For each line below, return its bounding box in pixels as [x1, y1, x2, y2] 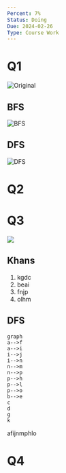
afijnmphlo [7, 429, 37, 437]
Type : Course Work [7, 29, 59, 36]
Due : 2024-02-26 [7, 23, 53, 29]
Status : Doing [7, 16, 48, 23]
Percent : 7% [7, 10, 41, 17]
